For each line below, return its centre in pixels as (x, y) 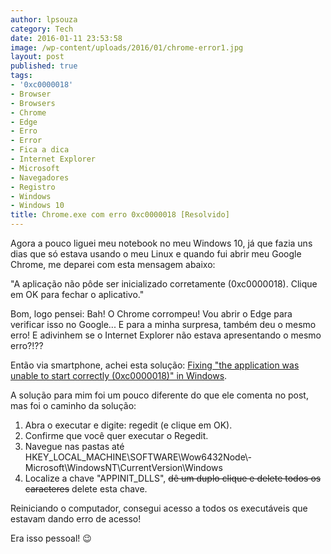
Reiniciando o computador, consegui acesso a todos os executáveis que (159, 508)
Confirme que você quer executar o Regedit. (116, 435)
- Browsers (33, 103)
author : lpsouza (44, 19)
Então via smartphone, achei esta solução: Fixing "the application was (155, 365)
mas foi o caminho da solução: (73, 405)
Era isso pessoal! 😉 (51, 538)
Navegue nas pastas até (74, 446)
